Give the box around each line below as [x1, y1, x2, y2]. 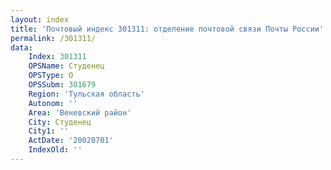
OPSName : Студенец [28, 61, 105, 71]
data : [10, 42, 33, 53]
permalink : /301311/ [10, 33, 97, 43]
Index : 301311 [28, 52, 87, 62]
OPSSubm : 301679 [28, 80, 97, 90]
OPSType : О [28, 71, 74, 81]
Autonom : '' [28, 98, 78, 108]
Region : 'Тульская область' [28, 89, 145, 99]
